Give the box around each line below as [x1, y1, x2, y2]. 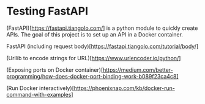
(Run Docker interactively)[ [6, 84, 75, 92]
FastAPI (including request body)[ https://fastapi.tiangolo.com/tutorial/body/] [6, 43, 199, 50]
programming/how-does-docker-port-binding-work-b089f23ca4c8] [6, 72, 179, 80]
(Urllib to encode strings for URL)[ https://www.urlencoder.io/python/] [6, 54, 181, 61]
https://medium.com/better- [103, 66, 173, 74]
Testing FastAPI [6, 4, 89, 18]
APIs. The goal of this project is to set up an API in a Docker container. [6, 30, 184, 38]
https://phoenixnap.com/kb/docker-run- [73, 84, 176, 92]
